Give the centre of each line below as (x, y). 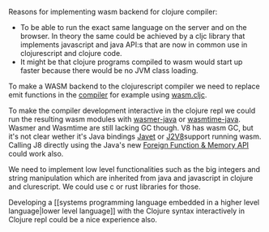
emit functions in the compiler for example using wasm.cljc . (108, 95)
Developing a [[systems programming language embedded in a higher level (134, 202)
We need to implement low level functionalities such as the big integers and (134, 169)
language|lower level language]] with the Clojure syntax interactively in (127, 211)
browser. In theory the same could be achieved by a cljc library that (132, 36)
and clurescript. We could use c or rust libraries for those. (105, 187)
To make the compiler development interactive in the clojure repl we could (132, 110)
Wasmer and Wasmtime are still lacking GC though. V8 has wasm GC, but (131, 128)
